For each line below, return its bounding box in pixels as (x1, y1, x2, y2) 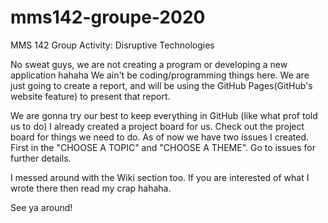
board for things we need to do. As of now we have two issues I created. (10, 131, 310, 143)
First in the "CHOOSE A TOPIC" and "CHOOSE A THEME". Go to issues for (10, 141, 316, 153)
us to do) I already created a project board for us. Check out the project (10, 120, 305, 132)
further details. (10, 152, 72, 164)
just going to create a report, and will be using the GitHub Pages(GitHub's (10, 79, 313, 91)
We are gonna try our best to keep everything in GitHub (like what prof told (10, 109, 318, 121)
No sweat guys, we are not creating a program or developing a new (10, 58, 288, 70)
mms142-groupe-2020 (10, 6, 206, 29)
